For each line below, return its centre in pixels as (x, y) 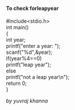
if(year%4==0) (24, 59)
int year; (16, 40)
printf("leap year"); (28, 65)
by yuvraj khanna (27, 101)
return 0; (17, 83)
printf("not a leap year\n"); (38, 77)
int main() (17, 27)
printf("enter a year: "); (33, 46)
